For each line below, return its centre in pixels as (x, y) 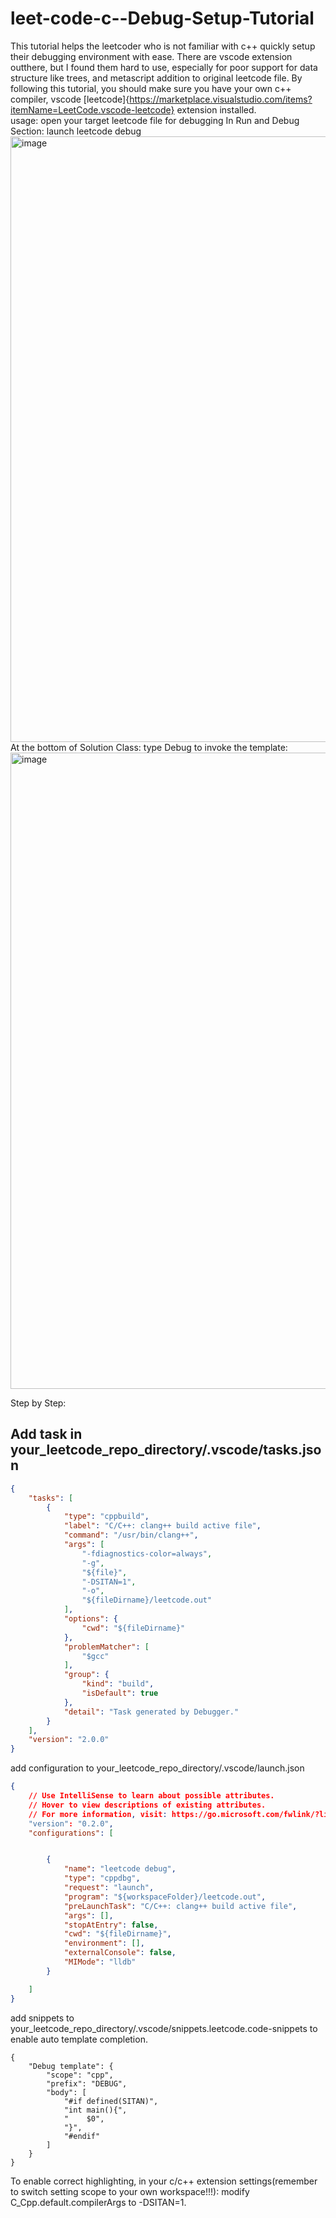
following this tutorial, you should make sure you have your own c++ (151, 88)
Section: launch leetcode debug (76, 131)
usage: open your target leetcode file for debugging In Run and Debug (155, 120)
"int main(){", (95, 2110)
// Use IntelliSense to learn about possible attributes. (151, 1796)
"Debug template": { (71, 2066)
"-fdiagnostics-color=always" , (147, 1553)
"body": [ (66, 2092)
